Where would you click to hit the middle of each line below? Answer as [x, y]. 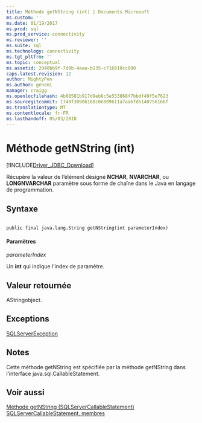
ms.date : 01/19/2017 [32, 23]
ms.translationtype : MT [36, 107]
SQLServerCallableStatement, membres [56, 413]
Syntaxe [22, 209]
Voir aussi [25, 392]
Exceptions [28, 319]
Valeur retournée [39, 286]
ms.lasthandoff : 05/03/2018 [42, 118]
